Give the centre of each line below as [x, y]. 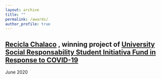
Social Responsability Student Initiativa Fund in [80, 52]
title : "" [16, 15]
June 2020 [17, 72]
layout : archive [22, 10]
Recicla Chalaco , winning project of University [80, 44]
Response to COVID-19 [42, 60]
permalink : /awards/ [27, 19]
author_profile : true [28, 24]
